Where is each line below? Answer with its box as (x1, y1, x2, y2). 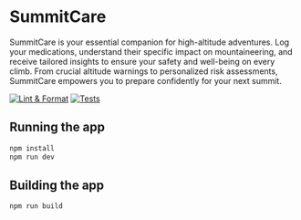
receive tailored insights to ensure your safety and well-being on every (9, 56, 275, 67)
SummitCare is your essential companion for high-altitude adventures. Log (9, 37, 290, 47)
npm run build (9, 202, 64, 211)
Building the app (9, 177, 105, 193)
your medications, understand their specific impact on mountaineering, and (9, 46, 294, 57)
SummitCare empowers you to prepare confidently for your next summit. (9, 75, 283, 86)
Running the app (9, 120, 105, 135)
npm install (9, 143, 55, 152)
